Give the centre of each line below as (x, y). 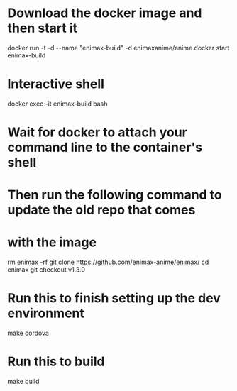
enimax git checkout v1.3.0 (46, 270)
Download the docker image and (105, 13)
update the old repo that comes (101, 210)
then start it (43, 28)
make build (23, 382)
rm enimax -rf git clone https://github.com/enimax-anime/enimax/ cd (108, 262)
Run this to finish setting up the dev (114, 298)
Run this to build (56, 362)
